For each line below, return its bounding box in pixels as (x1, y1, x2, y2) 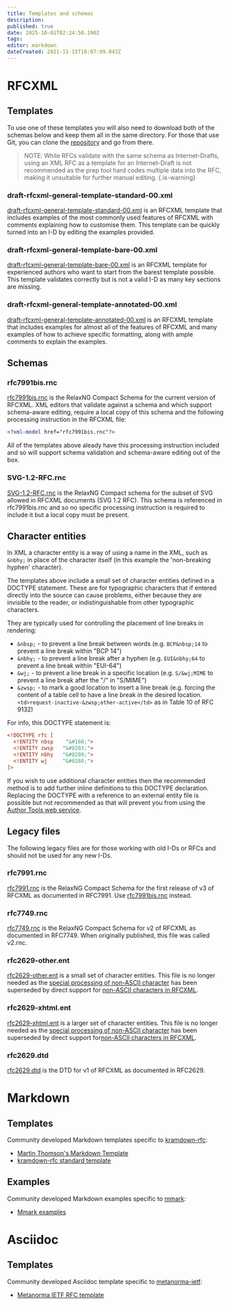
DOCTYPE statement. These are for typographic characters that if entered (7, 584, 217, 592)
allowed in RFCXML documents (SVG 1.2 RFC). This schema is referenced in (7, 496, 222, 504)
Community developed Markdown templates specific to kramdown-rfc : (7, 1136, 208, 1144)
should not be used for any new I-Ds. (7, 851, 112, 859)
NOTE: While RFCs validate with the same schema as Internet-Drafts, (23, 151, 220, 159)
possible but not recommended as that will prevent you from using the (7, 798, 206, 806)
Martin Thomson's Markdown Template (16, 1149, 129, 1157)
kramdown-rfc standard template (16, 1156, 111, 1164)
